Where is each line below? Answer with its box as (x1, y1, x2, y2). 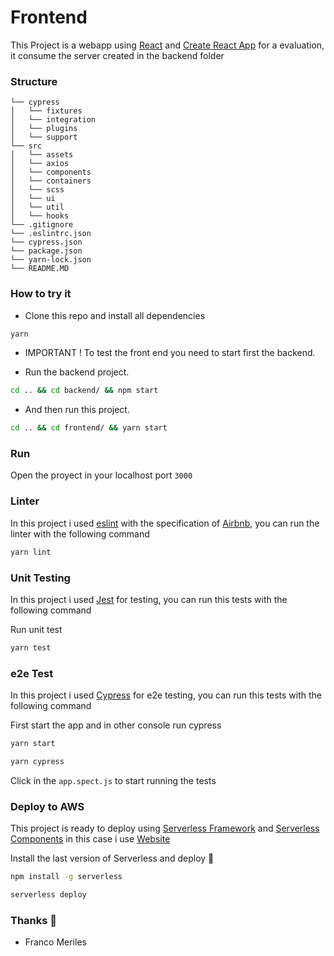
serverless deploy (10, 890, 87, 900)
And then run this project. (24, 404, 130, 416)
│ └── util (10, 202, 65, 213)
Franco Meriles (24, 936, 87, 948)
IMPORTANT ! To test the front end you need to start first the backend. (24, 347, 316, 359)
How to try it (10, 287, 72, 301)
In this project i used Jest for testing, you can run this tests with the (10, 593, 288, 605)
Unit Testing (10, 571, 71, 585)
